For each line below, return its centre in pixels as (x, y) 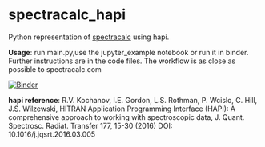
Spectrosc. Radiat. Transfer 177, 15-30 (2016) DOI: (90, 125)
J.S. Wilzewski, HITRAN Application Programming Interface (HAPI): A (122, 109)
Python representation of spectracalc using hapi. (89, 37)
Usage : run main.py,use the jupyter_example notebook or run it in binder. (128, 52)
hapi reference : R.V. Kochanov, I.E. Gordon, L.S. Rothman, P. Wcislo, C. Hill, (133, 100)
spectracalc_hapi (67, 15)
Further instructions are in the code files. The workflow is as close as (122, 61)
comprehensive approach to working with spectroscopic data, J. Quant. (126, 117)
